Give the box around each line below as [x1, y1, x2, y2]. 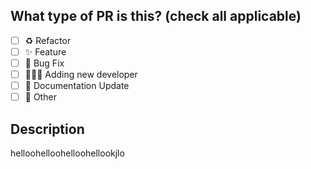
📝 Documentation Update [24, 80, 130, 92]
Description [10, 120, 85, 138]
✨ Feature [24, 45, 67, 58]
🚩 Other [24, 91, 57, 103]
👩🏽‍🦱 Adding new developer [24, 69, 138, 80]
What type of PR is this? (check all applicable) [10, 8, 302, 25]
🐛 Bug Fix [24, 57, 65, 69]
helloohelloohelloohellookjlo [10, 147, 125, 159]
